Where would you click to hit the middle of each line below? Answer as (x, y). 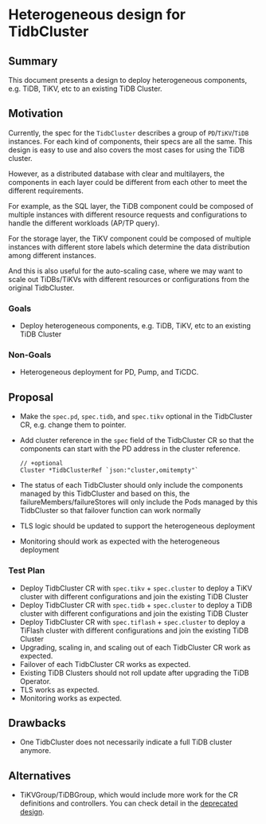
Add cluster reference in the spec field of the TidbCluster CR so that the (137, 441)
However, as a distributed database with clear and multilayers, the (117, 174)
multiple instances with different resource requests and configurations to (128, 214)
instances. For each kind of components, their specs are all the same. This (130, 141)
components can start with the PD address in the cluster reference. (130, 449)
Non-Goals (30, 355)
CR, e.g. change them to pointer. (73, 425)
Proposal (31, 397)
